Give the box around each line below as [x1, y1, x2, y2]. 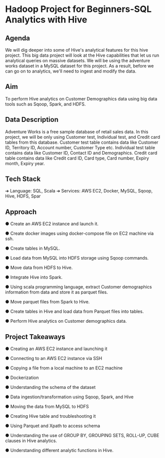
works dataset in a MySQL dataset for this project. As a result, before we [5, 63, 154, 69]
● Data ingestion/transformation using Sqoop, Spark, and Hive [5, 394, 134, 400]
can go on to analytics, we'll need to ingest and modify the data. [5, 68, 137, 74]
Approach [5, 207, 37, 216]
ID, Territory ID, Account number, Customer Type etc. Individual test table [5, 144, 156, 150]
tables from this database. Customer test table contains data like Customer [5, 139, 159, 145]
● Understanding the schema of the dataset [5, 384, 96, 390]
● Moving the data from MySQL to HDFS [5, 404, 89, 410]
